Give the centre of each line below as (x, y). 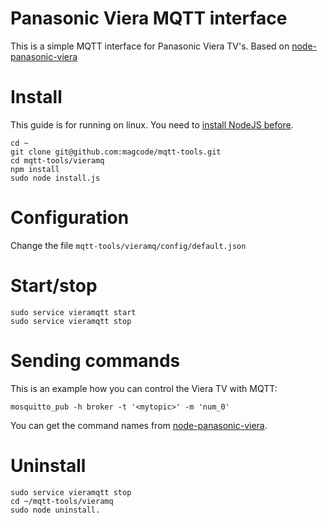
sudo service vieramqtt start (73, 312)
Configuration (70, 218)
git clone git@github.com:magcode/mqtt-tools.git (116, 152)
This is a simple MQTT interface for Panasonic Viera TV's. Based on (150, 46)
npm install (35, 169)
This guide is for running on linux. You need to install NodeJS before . (152, 124)
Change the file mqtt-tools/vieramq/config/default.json (128, 245)
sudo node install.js (55, 178)
